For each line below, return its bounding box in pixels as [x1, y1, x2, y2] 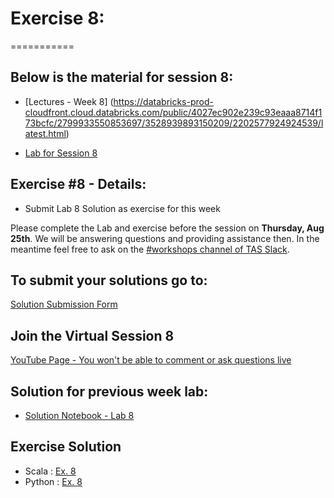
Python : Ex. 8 [24, 475, 83, 487]
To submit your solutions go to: [10, 272, 208, 289]
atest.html [24, 127, 67, 139]
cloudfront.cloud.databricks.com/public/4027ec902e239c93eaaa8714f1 [24, 106, 323, 118]
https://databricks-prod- [113, 95, 214, 107]
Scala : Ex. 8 [24, 465, 77, 477]
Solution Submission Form [10, 298, 118, 311]
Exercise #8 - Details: [10, 176, 147, 193]
